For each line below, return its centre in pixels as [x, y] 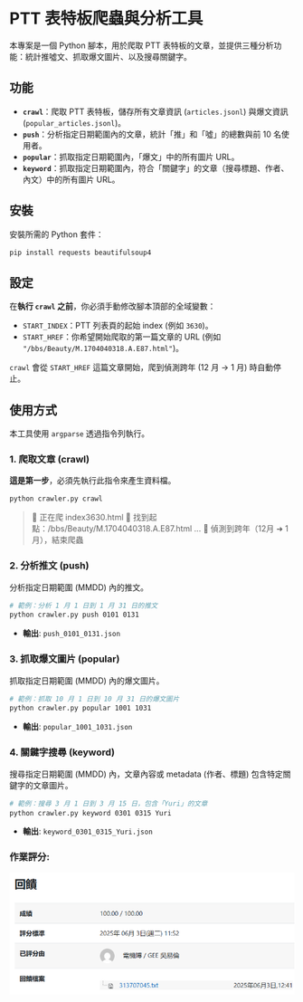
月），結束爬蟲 [57, 540]
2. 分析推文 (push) [49, 566]
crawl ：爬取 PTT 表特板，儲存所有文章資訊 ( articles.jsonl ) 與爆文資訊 [155, 111]
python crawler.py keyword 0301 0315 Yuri [90, 813]
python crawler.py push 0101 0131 [75, 615]
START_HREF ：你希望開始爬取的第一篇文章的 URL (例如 [122, 337]
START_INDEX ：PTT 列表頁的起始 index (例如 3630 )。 [118, 326]
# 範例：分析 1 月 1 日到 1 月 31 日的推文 [84, 606]
